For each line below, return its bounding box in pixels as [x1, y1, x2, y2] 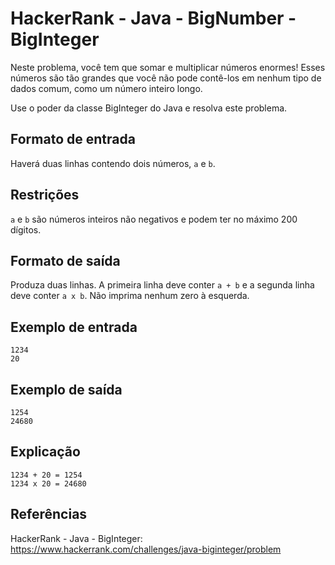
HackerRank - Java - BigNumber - [10, 7, 297, 30]
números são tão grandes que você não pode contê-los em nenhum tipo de [10, 72, 322, 84]
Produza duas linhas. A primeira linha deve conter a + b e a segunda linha [10, 279, 315, 291]
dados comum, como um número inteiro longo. [10, 82, 203, 94]
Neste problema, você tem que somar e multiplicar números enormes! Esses [10, 61, 326, 73]
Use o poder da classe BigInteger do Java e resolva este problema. [10, 102, 288, 114]
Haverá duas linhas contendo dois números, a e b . [10, 157, 216, 169]
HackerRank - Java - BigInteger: [10, 532, 143, 544]
